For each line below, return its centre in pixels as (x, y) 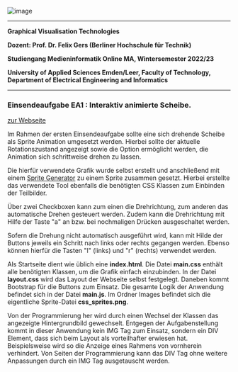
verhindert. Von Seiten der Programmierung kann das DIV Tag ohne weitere (118, 354)
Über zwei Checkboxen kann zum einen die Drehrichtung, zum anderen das (118, 207)
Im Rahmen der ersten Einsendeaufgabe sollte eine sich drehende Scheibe (116, 134)
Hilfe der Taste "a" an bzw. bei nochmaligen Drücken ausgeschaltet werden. (119, 222)
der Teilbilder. (27, 193)
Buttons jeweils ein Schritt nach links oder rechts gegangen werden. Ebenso (119, 243)
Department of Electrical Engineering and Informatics (88, 80)
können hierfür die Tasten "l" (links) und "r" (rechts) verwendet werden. (112, 251)
